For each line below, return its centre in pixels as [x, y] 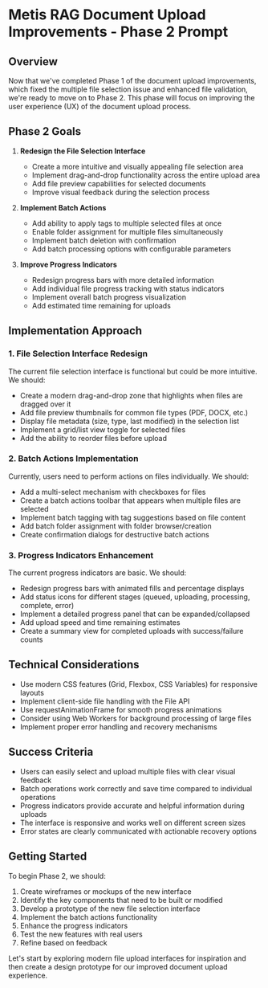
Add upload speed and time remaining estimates [100, 623]
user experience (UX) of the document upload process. [99, 106]
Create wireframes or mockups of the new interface [106, 891]
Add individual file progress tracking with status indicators [128, 288]
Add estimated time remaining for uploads [101, 305]
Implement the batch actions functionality [89, 917]
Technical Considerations [74, 665]
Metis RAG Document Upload [107, 15]
